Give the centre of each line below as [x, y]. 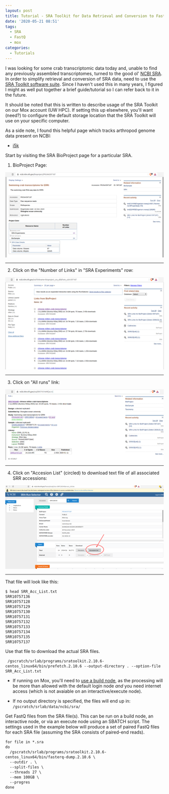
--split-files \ [27, 767]
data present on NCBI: [28, 135]
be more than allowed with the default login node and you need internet [87, 686]
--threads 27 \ [26, 772]
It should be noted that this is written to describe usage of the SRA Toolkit [81, 104]
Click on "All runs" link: [36, 382]
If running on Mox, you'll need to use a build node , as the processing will [88, 680]
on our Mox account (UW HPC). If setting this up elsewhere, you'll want [79, 110]
